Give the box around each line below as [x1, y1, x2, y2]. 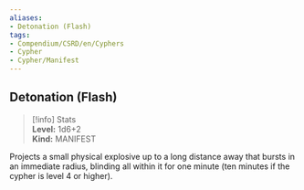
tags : [9, 30, 30, 39]
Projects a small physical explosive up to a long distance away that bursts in [9, 151, 295, 162]
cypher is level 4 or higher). [9, 170, 113, 181]
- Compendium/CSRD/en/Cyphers [9, 38, 125, 48]
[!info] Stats [31, 113, 77, 124]
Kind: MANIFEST [31, 133, 97, 144]
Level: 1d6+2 [31, 123, 81, 134]
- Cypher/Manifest [9, 56, 79, 65]
